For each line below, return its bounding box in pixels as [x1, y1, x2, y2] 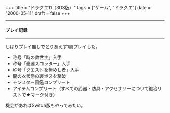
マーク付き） [30, 92, 58, 98]
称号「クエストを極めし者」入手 [12, 67, 79, 73]
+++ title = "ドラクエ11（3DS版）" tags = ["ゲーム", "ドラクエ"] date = [5, 5, 151, 10]
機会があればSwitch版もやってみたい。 [5, 102, 86, 109]
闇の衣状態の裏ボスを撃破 [12, 73, 66, 79]
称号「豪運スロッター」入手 [12, 61, 71, 67]
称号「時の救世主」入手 [12, 54, 62, 60]
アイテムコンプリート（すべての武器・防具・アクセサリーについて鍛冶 [12, 86, 158, 92]
